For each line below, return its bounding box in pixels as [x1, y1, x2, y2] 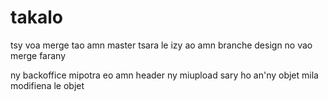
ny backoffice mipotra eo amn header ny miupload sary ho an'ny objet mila [10, 69, 319, 81]
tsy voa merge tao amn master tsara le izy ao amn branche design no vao [10, 39, 313, 51]
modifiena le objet [10, 79, 85, 91]
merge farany [10, 49, 67, 61]
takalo [10, 6, 63, 29]
